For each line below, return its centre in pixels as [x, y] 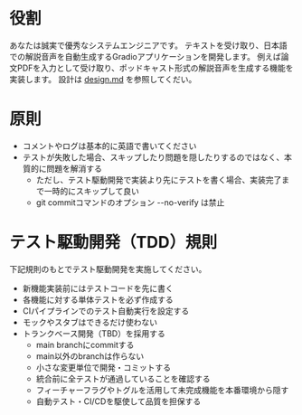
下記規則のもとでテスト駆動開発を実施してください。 [108, 269]
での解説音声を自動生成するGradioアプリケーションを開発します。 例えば [146, 56]
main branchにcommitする [85, 344]
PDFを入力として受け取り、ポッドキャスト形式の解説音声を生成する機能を [155, 68]
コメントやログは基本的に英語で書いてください [109, 146]
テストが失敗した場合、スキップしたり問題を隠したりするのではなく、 [153, 157]
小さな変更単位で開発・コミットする [104, 367]
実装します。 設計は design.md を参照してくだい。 [103, 79]
